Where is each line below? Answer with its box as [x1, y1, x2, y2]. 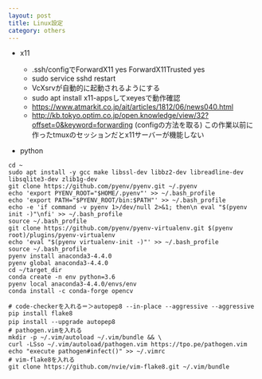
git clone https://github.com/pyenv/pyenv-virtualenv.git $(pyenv [8, 224, 233, 232]
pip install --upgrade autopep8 [8, 318, 115, 326]
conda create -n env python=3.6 [8, 273, 115, 282]
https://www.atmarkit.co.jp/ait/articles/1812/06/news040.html [31, 102, 233, 112]
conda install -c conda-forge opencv [8, 287, 134, 295]
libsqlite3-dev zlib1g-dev [8, 176, 98, 184]
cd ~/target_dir [8, 266, 62, 274]
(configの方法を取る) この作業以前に [135, 120, 253, 130]
